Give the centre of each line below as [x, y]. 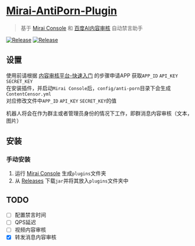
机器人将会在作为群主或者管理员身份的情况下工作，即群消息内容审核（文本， [99, 113]
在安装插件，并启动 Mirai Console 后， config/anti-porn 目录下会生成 [89, 88]
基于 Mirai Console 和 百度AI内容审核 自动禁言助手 [82, 28]
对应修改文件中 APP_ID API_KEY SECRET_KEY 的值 [61, 100]
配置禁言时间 [30, 215]
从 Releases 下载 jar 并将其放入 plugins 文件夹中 [71, 181]
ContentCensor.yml [29, 94]
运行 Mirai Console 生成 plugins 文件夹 [60, 174]
